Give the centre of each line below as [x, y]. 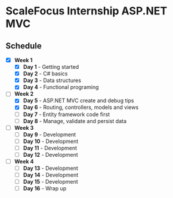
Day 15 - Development [50, 182]
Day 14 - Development [51, 175]
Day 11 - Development [50, 148]
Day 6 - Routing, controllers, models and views [81, 107]
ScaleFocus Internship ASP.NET [86, 11]
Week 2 [24, 94]
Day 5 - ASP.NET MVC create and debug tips [78, 100]
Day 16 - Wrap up [45, 188]
